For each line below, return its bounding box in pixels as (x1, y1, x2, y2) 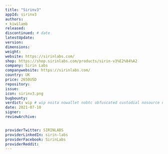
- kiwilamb (5, 21, 28, 26)
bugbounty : (5, 95, 28, 100)
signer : (5, 109, 21, 115)
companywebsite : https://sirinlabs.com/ (5, 68, 91, 73)
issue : (5, 86, 19, 91)
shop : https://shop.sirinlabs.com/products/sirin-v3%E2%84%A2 (5, 58, 137, 63)
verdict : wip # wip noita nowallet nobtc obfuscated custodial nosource (5, 100, 160, 105)
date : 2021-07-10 (5, 105, 41, 110)
